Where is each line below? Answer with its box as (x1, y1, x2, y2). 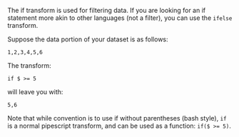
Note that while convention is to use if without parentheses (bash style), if (7, 114, 227, 122)
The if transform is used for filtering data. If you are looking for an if (7, 6, 206, 14)
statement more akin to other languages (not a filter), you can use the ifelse (7, 14, 233, 22)
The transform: (7, 61, 51, 70)
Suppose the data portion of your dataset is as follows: (7, 35, 169, 44)
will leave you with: (7, 88, 63, 96)
